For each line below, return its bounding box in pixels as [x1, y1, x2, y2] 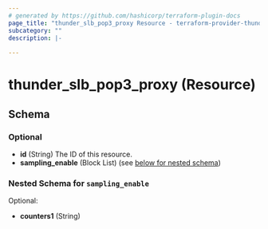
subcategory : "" [8, 26, 62, 34]
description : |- [8, 34, 62, 42]
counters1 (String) [19, 211, 81, 221]
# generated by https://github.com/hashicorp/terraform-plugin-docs [8, 11, 241, 20]
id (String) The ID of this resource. [19, 149, 133, 159]
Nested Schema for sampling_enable [8, 177, 150, 188]
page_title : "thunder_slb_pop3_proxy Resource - [8, 19, 173, 27]
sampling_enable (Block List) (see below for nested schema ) [19, 158, 222, 168]
